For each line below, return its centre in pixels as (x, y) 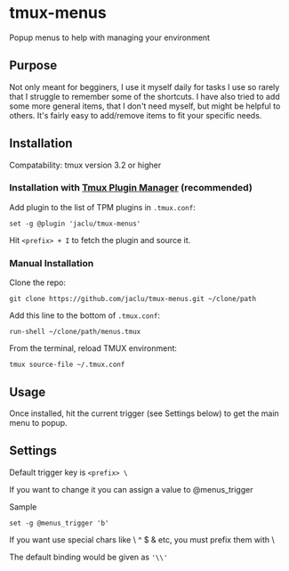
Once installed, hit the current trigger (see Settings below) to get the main (144, 413)
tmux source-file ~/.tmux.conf (67, 365)
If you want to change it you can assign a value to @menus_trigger (131, 489)
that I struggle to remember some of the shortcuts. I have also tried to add (144, 96)
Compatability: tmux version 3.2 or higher (85, 165)
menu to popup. (39, 422)
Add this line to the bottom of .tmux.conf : (84, 315)
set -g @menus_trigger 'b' (59, 523)
